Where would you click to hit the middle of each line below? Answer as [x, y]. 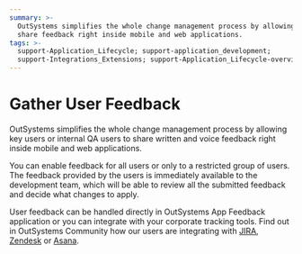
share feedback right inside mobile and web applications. [130, 34]
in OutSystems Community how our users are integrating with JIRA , [134, 231]
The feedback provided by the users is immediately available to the [133, 175]
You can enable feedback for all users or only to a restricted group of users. [150, 165]
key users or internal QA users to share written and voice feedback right [142, 138]
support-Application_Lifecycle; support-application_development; [144, 51]
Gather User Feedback [95, 104]
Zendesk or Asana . [44, 240]
